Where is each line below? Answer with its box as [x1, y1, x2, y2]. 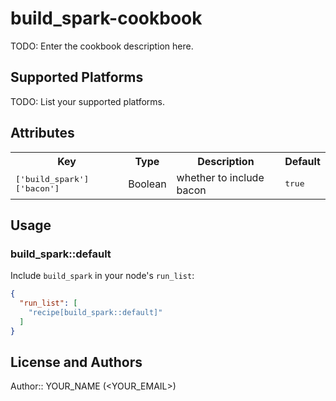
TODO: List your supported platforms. [10, 95, 166, 107]
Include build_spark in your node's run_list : [10, 270, 195, 282]
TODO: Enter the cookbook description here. [10, 40, 194, 52]
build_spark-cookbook [10, 7, 203, 30]
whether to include [176, 170, 265, 184]
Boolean [128, 177, 167, 191]
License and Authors [10, 354, 143, 371]
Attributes [10, 125, 75, 142]
